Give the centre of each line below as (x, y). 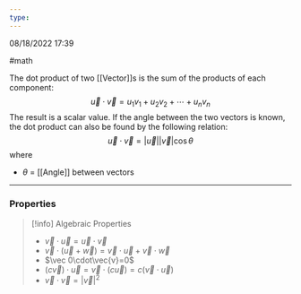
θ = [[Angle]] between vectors (78, 172)
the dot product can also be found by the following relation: (119, 127)
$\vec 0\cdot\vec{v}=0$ (89, 260)
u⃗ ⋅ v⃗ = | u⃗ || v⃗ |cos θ (150, 141)
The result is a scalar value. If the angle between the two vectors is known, (147, 117)
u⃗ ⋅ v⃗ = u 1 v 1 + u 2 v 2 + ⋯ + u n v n (150, 102)
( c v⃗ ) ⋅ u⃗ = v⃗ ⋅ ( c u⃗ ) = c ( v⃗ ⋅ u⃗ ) (109, 269)
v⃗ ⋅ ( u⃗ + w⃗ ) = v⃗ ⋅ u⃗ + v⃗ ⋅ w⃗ (107, 250)
